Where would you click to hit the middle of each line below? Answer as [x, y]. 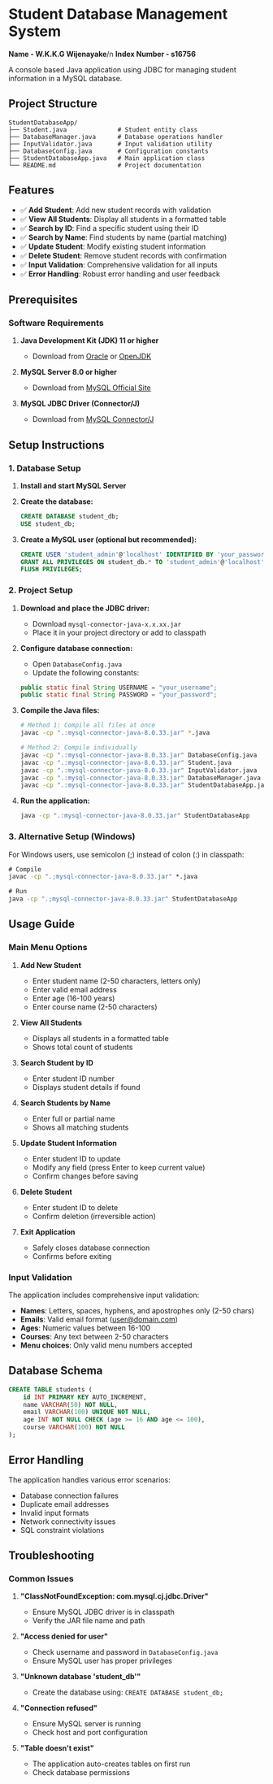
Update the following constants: [86, 672]
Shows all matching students [80, 1127]
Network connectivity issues [68, 1521]
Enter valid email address [75, 989]
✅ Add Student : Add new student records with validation [115, 210]
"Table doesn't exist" [57, 1748]
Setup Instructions [56, 445]
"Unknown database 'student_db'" [80, 1677]
